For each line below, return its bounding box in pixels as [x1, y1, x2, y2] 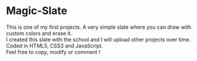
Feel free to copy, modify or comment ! [6, 48, 101, 55]
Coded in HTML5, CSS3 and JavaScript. [6, 42, 103, 49]
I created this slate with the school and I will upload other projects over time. [6, 36, 191, 43]
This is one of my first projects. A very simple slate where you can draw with [6, 23, 192, 30]
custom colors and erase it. [6, 29, 72, 36]
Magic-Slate [6, 4, 68, 18]
